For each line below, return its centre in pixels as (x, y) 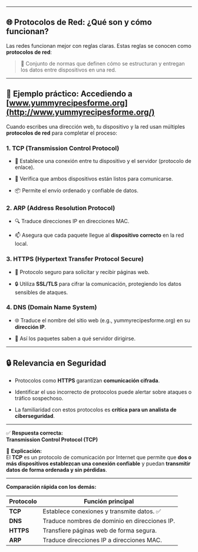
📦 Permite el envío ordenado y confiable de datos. (76, 190)
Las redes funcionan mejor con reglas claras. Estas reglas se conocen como (99, 45)
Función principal (109, 501)
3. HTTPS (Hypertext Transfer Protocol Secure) (75, 259)
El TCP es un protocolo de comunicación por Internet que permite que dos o (99, 457)
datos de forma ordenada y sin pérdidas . (57, 469)
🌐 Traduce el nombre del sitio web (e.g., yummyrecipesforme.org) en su (102, 320)
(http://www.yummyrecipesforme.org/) (80, 112)
